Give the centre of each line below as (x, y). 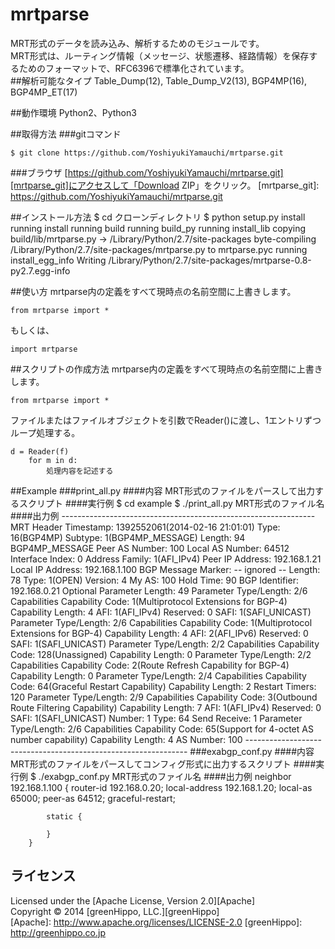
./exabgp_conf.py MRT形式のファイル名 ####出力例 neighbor (165, 776)
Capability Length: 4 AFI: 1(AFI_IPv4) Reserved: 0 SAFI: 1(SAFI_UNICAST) (161, 612)
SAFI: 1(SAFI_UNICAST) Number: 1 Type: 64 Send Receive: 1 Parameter (156, 718)
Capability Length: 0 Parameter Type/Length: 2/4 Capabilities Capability (158, 675)
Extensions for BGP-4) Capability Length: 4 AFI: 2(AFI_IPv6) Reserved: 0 (159, 633)
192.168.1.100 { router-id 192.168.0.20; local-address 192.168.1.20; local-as (161, 787)
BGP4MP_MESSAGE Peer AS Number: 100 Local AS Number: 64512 (150, 548)
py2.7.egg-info (40, 270)
